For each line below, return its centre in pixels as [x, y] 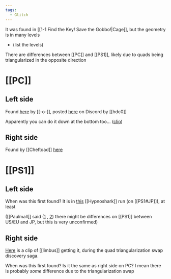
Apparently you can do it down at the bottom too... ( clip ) [64, 121]
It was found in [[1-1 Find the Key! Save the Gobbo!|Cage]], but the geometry [85, 29]
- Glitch [19, 15]
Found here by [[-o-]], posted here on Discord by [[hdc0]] [66, 111]
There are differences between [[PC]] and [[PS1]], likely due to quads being [84, 55]
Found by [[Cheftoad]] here [34, 150]
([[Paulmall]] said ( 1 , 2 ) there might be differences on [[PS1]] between [79, 217]
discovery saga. [22, 256]
